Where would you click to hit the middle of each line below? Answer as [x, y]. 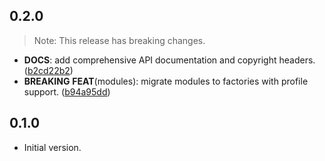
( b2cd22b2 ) [48, 70]
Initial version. [52, 147]
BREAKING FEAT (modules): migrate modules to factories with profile [166, 81]
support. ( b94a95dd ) [67, 91]
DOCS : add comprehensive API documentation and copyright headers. [169, 60]
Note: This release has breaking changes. [119, 40]
